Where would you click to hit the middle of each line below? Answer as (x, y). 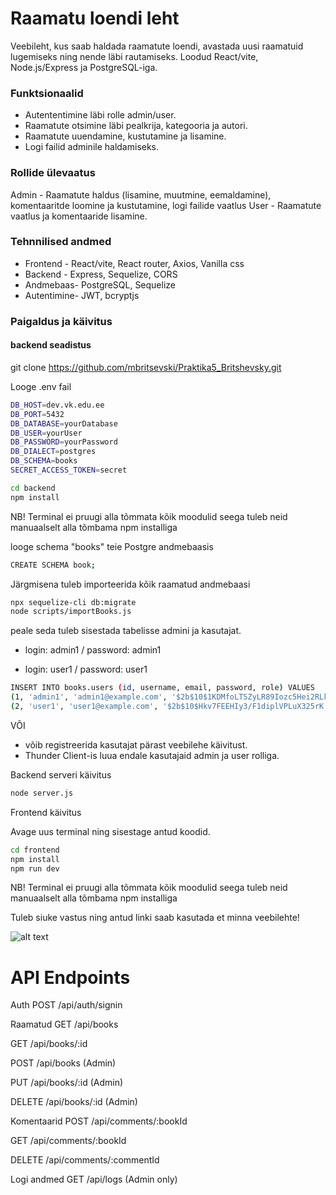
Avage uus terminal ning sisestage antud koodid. (110, 831)
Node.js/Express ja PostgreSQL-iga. (84, 67)
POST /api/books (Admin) (63, 1063)
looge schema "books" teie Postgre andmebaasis (112, 546)
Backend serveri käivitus (61, 774)
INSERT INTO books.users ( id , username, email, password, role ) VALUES (162, 688)
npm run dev (35, 868)
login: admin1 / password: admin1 (93, 650)
